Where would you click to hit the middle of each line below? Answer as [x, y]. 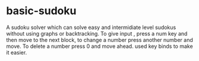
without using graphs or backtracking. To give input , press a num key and [97, 33]
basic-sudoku [41, 11]
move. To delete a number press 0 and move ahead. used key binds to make [99, 46]
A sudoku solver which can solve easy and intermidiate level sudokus [91, 27]
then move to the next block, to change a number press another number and [99, 40]
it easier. [17, 52]
